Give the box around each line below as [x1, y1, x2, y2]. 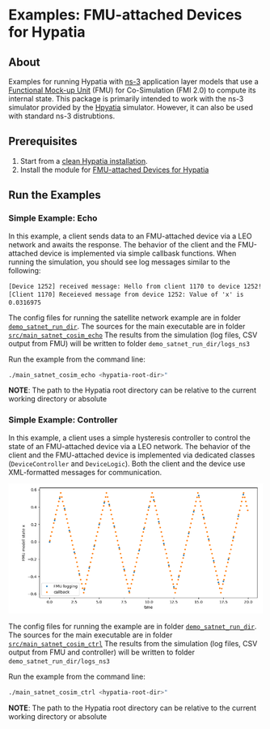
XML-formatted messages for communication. [8, 467, 162, 477]
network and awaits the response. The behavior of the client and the [8, 239, 237, 249]
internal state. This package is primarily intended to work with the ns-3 [8, 94, 244, 103]
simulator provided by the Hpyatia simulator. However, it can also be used [8, 103, 253, 112]
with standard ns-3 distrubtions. [8, 111, 116, 121]
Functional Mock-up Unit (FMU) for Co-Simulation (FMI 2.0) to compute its [8, 85, 256, 95]
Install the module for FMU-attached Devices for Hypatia [19, 165, 209, 174]
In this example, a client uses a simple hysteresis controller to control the [8, 432, 251, 443]
